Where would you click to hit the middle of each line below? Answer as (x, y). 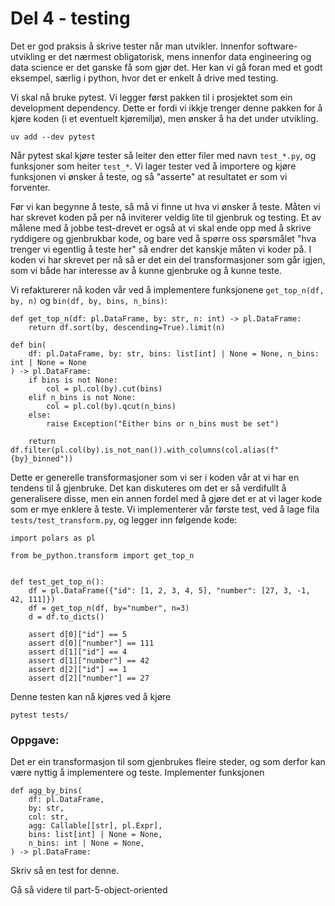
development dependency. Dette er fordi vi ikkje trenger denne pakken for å (166, 108)
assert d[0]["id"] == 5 (78, 634)
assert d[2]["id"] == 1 (78, 669)
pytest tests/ (40, 715)
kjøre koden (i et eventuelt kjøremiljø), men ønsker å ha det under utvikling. (164, 118)
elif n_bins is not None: (82, 397)
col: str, (49, 817)
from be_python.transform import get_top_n (102, 555)
